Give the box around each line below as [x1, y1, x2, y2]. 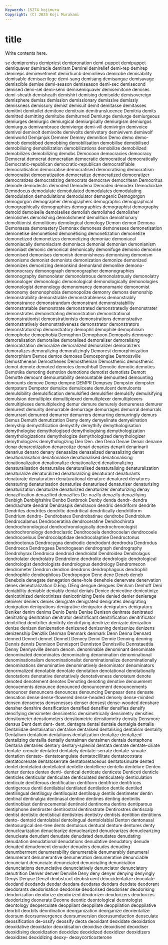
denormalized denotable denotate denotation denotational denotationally [5, 668, 155, 674]
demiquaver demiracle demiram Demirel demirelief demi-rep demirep [5, 65, 148, 71]
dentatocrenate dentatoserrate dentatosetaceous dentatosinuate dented [5, 758, 154, 764]
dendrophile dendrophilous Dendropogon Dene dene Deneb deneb [5, 572, 143, 578]
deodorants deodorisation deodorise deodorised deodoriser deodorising [5, 886, 155, 892]
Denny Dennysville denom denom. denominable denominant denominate [5, 646, 155, 652]
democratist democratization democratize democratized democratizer [5, 172, 150, 178]
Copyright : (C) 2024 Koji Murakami [5, 12, 79, 17]
